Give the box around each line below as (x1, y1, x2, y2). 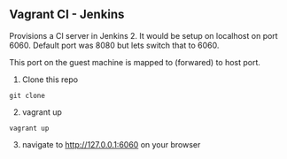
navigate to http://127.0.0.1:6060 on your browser (21, 139, 201, 149)
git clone (9, 91, 46, 100)
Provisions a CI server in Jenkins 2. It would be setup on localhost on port (9, 30, 278, 41)
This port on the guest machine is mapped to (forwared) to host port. (9, 57, 261, 67)
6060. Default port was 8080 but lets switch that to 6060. (9, 40, 220, 50)
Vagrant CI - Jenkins (9, 7, 125, 22)
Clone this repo (21, 74, 78, 85)
